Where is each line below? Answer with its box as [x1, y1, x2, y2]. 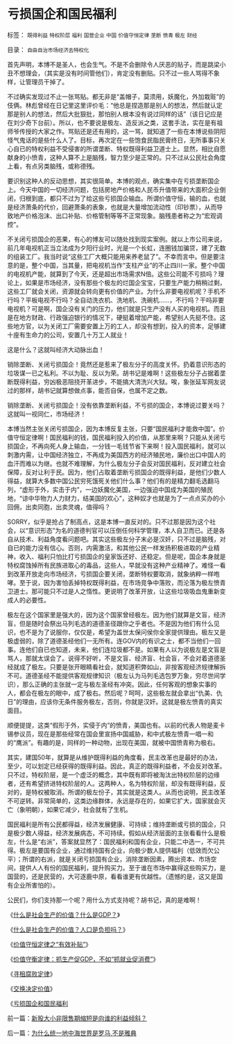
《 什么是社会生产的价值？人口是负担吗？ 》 [7, 925, 129, 933]
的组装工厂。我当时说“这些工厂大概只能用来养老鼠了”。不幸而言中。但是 [7, 252, 214, 261]
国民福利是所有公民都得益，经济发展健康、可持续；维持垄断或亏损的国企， [7, 820, 220, 828]
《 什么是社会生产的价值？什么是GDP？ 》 [7, 910, 120, 919]
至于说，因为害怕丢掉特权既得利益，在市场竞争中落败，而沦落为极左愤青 [19, 578, 226, 586]
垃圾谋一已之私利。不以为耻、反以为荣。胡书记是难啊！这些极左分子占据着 [7, 369, 220, 377]
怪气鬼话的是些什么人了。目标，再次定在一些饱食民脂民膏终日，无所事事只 [7, 136, 220, 144]
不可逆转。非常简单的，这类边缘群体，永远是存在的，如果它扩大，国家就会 [7, 796, 220, 805]
